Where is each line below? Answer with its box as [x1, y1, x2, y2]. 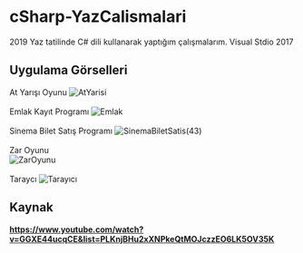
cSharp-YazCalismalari [9, 6, 187, 27]
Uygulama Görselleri [9, 63, 128, 78]
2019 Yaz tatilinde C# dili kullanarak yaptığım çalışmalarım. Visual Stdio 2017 [9, 36, 294, 47]
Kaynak [9, 199, 54, 215]
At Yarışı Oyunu [9, 86, 68, 97]
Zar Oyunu [9, 144, 50, 155]
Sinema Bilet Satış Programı [9, 125, 113, 136]
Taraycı [9, 173, 37, 184]
